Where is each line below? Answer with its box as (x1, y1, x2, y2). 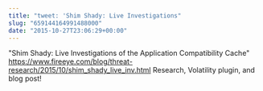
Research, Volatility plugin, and (152, 65, 256, 75)
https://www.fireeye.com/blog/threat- (8, 57, 133, 66)
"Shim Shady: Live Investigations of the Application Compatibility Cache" (8, 49, 250, 58)
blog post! (8, 73, 42, 84)
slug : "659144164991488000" (8, 19, 103, 27)
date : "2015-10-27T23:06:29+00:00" (8, 26, 128, 34)
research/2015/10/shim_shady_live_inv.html (8, 65, 151, 75)
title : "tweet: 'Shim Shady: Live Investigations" (8, 11, 182, 20)
